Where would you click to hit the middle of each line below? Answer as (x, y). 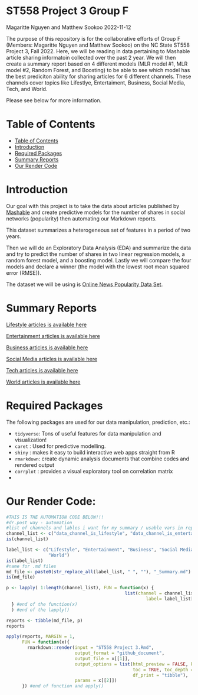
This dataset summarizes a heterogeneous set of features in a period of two (98, 230)
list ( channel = (143, 593)
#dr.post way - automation (39, 522)
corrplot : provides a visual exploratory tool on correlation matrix (94, 471)
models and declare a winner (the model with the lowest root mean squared (98, 267)
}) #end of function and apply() (63, 686)
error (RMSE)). (24, 272)
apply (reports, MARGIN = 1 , (41, 636)
